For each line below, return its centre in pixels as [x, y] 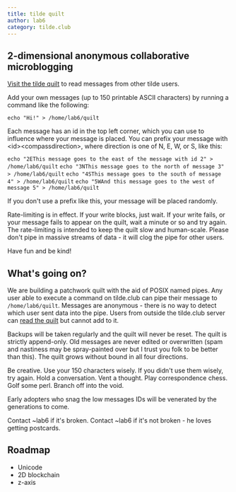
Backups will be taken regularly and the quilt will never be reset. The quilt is [117, 334]
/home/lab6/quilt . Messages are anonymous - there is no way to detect [112, 305]
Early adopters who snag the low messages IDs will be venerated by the [112, 399]
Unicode [30, 467]
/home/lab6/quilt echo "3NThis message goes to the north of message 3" [116, 167]
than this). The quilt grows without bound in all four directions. [98, 357]
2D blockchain [39, 474]
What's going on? [47, 273]
